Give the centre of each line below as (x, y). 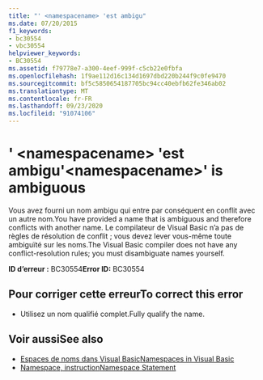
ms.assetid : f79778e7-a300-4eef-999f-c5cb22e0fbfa (95, 69)
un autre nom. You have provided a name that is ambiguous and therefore (130, 218)
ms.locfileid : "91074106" (52, 114)
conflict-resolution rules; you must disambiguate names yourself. (117, 253)
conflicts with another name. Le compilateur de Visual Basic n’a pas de (126, 227)
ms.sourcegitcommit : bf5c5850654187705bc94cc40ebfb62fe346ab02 (117, 83)
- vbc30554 (27, 46)
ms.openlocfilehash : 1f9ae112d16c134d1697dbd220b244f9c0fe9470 (117, 76)
